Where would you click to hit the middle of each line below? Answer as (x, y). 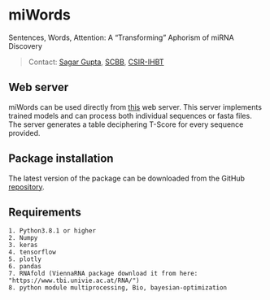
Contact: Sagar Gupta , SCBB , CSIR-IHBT (96, 62)
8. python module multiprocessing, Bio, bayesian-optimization (118, 288)
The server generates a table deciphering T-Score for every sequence (126, 124)
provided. (24, 133)
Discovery (26, 46)
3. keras (23, 246)
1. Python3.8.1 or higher (52, 231)
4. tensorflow (33, 252)
